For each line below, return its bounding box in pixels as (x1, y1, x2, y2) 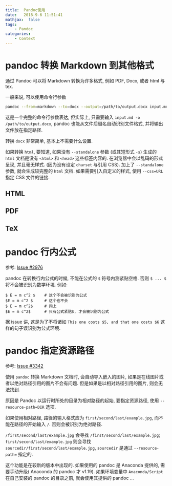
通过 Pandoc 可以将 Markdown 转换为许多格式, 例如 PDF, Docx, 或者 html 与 (5, 77, 165, 83)
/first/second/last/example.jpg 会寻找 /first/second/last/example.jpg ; (5, 432, 160, 438)
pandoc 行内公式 (5, 246, 77, 258)
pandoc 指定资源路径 (5, 345, 95, 356)
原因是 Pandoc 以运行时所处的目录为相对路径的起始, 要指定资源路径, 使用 (5, 397, 159, 404)
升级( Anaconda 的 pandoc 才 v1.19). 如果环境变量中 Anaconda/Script (18, 468, 163, 474)
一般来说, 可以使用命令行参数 (5, 94, 67, 100)
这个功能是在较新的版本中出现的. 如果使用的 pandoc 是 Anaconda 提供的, (5, 462, 160, 468)
